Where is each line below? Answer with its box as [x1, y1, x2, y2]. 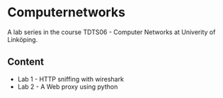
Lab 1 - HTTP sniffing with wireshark [17, 75, 124, 83]
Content [7, 56, 45, 68]
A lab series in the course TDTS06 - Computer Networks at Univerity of [7, 28, 216, 36]
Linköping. [7, 35, 38, 43]
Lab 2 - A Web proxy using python [17, 82, 118, 91]
